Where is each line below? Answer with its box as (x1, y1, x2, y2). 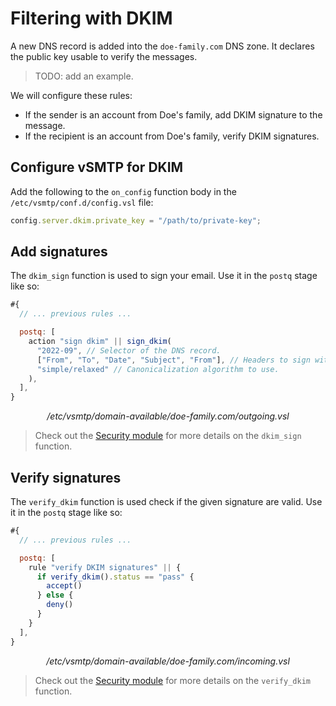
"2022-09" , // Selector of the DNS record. (36, 345, 222, 356)
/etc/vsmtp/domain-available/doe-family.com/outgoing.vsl (46, 410, 290, 422)
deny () (46, 600, 74, 610)
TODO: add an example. (34, 70, 134, 82)
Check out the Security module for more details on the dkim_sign (34, 430, 302, 442)
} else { (36, 590, 74, 601)
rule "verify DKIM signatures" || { (28, 562, 182, 572)
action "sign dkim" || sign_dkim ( (28, 337, 172, 347)
